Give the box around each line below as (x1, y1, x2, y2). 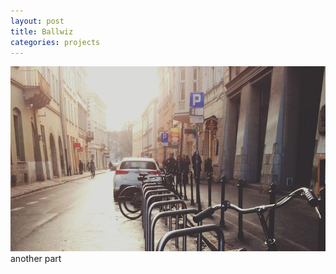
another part (10, 252, 62, 264)
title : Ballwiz (10, 26, 74, 37)
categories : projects (10, 37, 101, 47)
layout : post (10, 16, 65, 26)
